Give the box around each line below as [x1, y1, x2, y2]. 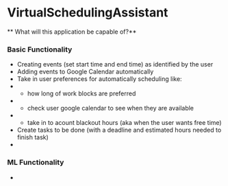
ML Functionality [7, 158, 64, 167]
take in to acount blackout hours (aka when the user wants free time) [27, 119, 222, 127]
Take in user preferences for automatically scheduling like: [16, 75, 183, 83]
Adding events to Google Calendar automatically [16, 67, 154, 76]
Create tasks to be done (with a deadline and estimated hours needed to [16, 126, 222, 135]
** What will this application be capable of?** [7, 27, 137, 36]
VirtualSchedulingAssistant [7, 5, 168, 21]
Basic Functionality [7, 45, 73, 54]
